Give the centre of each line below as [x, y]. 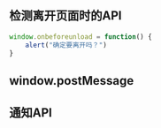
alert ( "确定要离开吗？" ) [66, 45]
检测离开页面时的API [65, 16]
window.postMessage [72, 81]
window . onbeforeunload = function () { [80, 37]
